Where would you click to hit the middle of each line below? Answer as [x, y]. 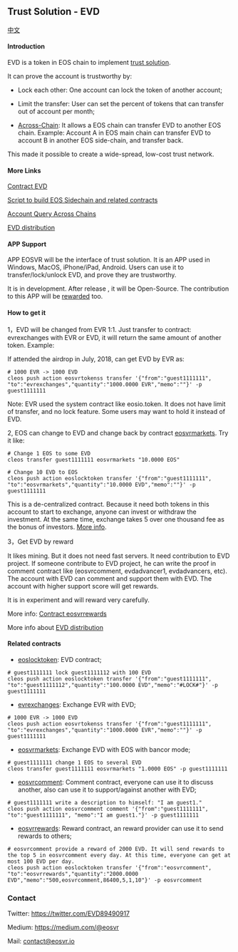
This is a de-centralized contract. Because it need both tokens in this [108, 504]
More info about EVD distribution [55, 627]
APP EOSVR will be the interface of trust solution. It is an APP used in [109, 260]
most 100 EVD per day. [41, 862]
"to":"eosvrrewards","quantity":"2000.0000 [73, 874]
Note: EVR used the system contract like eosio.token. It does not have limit [117, 404]
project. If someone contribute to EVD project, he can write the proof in [112, 563]
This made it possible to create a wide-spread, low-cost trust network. [111, 154]
